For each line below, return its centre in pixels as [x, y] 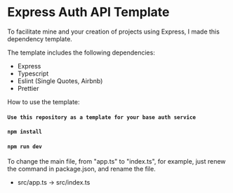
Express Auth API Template [88, 12]
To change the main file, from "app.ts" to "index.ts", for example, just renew [116, 162]
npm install [25, 132]
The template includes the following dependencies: [81, 52]
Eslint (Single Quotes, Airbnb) [60, 80]
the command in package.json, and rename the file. [81, 169]
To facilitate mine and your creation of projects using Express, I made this [113, 31]
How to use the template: [44, 101]
